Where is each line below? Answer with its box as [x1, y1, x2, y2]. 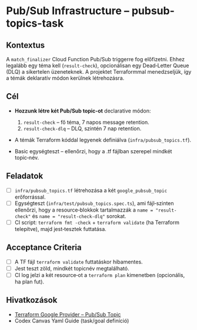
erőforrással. [14, 193, 46, 200]
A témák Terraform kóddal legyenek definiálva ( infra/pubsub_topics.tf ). [14, 136, 192, 143]
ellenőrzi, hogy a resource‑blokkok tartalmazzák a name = [14, 206, 153, 213]
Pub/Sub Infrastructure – [6, 4, 129, 18]
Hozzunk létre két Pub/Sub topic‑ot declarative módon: [14, 107, 151, 114]
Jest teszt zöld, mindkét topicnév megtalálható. [14, 265, 129, 272]
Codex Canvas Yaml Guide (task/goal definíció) [14, 317, 129, 324]
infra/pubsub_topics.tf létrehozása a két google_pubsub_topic [14, 187, 168, 194]
